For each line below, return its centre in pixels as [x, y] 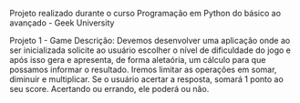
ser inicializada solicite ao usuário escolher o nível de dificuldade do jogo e [150, 50]
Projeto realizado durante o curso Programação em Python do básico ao [145, 13]
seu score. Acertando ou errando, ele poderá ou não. [109, 89]
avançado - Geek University [62, 23]
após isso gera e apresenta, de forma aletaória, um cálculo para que [138, 60]
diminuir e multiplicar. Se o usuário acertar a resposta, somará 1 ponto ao [147, 79]
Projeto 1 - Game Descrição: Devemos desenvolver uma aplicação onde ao [150, 41]
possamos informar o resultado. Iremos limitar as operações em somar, [143, 69]
